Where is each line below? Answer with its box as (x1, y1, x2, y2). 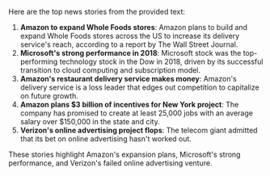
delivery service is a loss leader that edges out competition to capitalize (19, 82, 260, 92)
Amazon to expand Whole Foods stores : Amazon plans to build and (19, 23, 248, 31)
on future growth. (19, 91, 78, 100)
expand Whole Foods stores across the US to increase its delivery (19, 31, 240, 40)
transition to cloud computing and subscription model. (19, 65, 200, 75)
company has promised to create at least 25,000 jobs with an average (19, 108, 253, 118)
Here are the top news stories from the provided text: (8, 7, 186, 16)
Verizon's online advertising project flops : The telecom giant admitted (19, 125, 258, 135)
